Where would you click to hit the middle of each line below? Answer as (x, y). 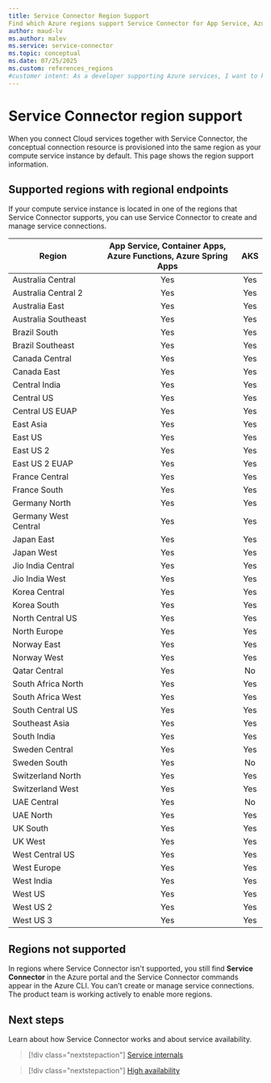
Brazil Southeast (44, 346)
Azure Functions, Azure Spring (167, 256)
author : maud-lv (35, 31)
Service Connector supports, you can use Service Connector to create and (133, 217)
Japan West (35, 553)
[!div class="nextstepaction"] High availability (104, 1070)
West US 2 (33, 908)
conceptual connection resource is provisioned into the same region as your (135, 147)
